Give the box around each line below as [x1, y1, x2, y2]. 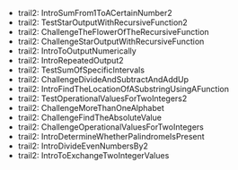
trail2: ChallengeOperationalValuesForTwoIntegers [17, 122, 205, 132]
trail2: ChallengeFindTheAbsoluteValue [17, 112, 162, 123]
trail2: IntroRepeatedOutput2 [17, 55, 124, 65]
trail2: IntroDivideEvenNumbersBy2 [17, 140, 148, 151]
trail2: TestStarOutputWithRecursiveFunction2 [17, 17, 189, 28]
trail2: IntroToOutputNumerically [17, 46, 137, 56]
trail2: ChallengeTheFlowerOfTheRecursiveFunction [17, 27, 209, 37]
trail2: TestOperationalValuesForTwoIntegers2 [17, 93, 188, 104]
